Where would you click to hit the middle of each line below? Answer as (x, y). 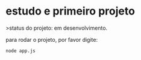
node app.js (20, 51)
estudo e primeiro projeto (70, 11)
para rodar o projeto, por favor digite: (52, 39)
